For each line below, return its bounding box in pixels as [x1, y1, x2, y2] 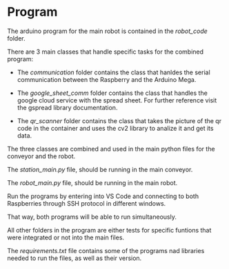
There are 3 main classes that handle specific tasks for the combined [7, 47, 204, 56]
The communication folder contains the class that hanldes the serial [17, 68, 210, 76]
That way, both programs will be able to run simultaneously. [7, 213, 177, 221]
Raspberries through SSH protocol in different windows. [7, 199, 166, 207]
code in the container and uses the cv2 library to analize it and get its [17, 124, 214, 132]
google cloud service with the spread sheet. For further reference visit [17, 96, 217, 104]
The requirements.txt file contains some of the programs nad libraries [7, 246, 205, 255]
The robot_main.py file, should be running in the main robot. [7, 178, 178, 186]
